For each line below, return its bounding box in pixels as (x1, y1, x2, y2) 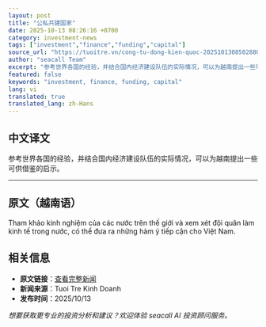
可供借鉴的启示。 (8, 163, 64, 173)
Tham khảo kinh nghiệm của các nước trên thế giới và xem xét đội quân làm (8, 218, 255, 227)
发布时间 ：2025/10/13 (19, 294, 91, 303)
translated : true (8, 93, 66, 101)
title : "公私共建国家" (8, 19, 76, 27)
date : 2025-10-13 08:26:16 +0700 (8, 26, 119, 34)
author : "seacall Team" (8, 56, 87, 64)
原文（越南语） (8, 196, 82, 210)
